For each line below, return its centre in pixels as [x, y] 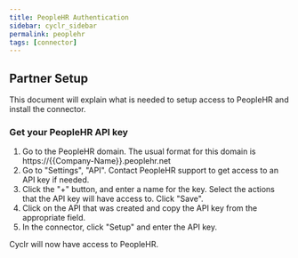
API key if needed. [56, 180]
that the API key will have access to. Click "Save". [113, 199]
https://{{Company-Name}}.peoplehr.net [97, 161]
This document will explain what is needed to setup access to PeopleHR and [149, 100]
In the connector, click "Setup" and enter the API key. [120, 227]
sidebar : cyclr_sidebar [53, 26]
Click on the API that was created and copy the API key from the [140, 208]
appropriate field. [54, 218]
